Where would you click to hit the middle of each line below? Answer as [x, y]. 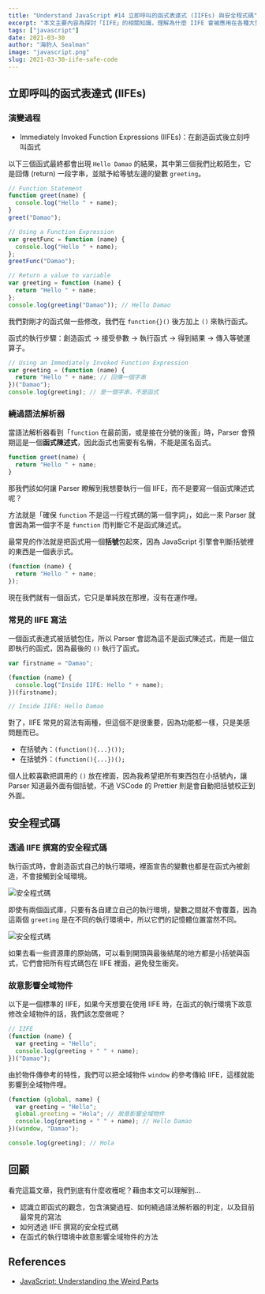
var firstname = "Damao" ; [50, 663]
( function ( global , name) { [54, 1100]
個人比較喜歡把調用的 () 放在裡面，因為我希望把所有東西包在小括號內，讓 [128, 776]
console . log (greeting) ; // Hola [61, 1143]
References [37, 1262]
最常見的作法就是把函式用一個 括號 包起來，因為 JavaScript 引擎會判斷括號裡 [131, 541]
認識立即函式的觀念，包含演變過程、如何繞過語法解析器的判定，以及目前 [137, 1207]
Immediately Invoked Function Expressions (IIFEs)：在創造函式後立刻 [131, 137]
